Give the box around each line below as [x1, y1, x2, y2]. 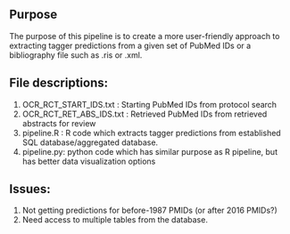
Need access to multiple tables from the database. [21, 214, 208, 225]
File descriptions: [9, 76, 109, 91]
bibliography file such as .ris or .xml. [9, 49, 143, 61]
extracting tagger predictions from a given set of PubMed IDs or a [9, 40, 252, 51]
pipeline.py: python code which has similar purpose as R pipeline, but [21, 146, 278, 157]
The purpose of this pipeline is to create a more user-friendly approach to [9, 30, 280, 41]
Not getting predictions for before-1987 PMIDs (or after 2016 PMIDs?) [21, 205, 278, 216]
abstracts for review [21, 117, 96, 128]
